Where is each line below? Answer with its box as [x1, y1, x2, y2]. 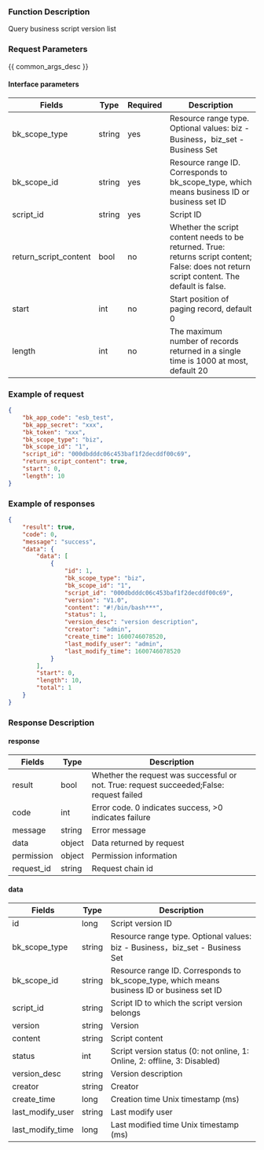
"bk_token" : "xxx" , [22, 428, 86, 436]
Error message [91, 824, 146, 835]
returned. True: [170, 241, 225, 252]
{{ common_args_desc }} [8, 61, 89, 71]
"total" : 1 [36, 684, 72, 692]
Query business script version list [8, 24, 116, 34]
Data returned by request [91, 837, 185, 848]
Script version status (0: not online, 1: [110, 1046, 250, 1057]
